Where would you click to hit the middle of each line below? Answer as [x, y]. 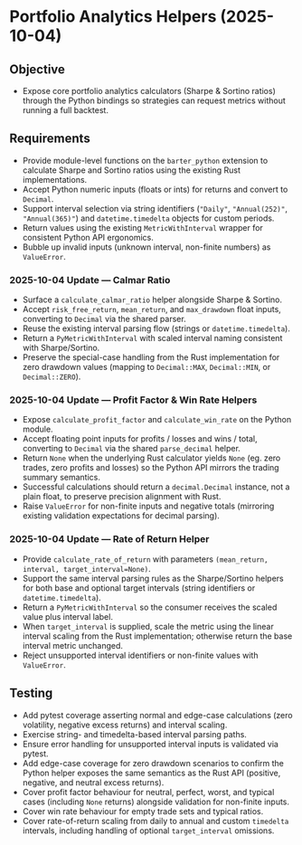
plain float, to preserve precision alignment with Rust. [122, 497]
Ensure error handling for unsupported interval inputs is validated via [150, 744]
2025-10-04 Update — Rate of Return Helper [109, 539]
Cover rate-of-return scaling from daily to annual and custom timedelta [156, 821]
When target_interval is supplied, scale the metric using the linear [148, 626]
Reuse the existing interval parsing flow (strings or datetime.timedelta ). [156, 328]
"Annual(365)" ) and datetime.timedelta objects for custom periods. [148, 218]
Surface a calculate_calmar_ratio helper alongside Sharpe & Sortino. [152, 299]
